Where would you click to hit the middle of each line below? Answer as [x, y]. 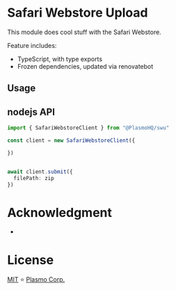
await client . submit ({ [40, 172]
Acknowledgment [60, 212]
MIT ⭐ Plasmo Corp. [36, 280]
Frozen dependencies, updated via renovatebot [85, 66]
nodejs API [31, 112]
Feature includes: [32, 45]
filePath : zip [34, 178]
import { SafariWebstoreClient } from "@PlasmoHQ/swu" [88, 128]
